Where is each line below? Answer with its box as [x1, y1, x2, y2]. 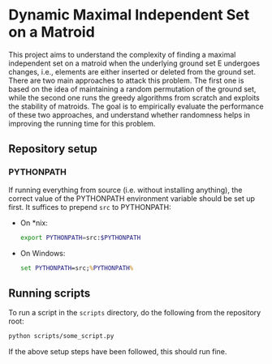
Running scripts [8, 286, 91, 300]
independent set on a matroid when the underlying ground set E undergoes [8, 58, 261, 68]
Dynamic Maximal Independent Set [8, 6, 250, 24]
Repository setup [8, 142, 97, 156]
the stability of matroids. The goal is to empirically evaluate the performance [8, 101, 264, 111]
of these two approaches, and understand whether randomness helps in [8, 109, 250, 119]
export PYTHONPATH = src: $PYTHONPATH [19, 233, 141, 242]
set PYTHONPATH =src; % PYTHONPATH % [19, 263, 134, 272]
